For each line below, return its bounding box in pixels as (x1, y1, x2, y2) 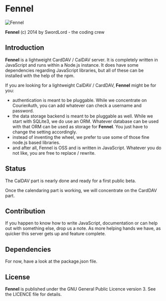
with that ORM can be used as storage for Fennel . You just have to (12, 123, 148, 129)
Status (5, 165, 26, 173)
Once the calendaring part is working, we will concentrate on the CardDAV (5, 187, 157, 193)
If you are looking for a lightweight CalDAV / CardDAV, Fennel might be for (5, 82, 157, 88)
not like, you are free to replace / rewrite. (12, 150, 96, 156)
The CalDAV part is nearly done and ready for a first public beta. (5, 178, 136, 184)
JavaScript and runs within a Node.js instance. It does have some (5, 62, 139, 68)
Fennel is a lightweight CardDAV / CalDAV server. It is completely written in (5, 57, 159, 63)
